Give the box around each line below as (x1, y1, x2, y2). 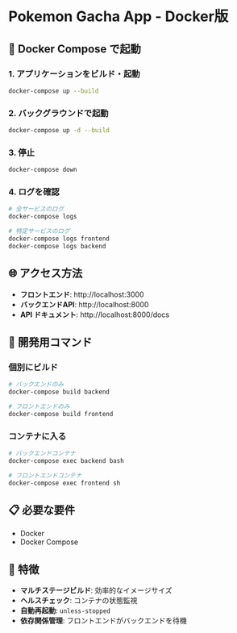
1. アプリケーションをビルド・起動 (8, 68, 140, 79)
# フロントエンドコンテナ (8, 471, 82, 480)
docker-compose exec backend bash (8, 456, 125, 464)
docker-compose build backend (8, 388, 110, 396)
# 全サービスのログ (8, 205, 64, 214)
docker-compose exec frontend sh (8, 479, 121, 487)
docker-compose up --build (8, 86, 99, 95)
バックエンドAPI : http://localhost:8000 (19, 299, 149, 309)
